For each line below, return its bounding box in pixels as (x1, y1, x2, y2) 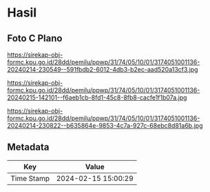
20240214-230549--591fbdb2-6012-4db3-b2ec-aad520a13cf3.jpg (7, 66, 198, 73)
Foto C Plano (7, 32, 63, 44)
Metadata (7, 142, 50, 153)
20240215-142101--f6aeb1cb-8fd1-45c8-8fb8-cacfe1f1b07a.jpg (7, 93, 187, 102)
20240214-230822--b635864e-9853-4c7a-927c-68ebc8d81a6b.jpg (7, 122, 203, 129)
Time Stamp (10, 173, 50, 183)
